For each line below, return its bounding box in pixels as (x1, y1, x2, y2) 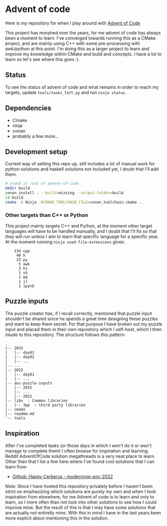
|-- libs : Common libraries (5, 398, 68, 403)
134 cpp (14, 248, 30, 253)
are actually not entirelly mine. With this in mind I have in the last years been (5, 509, 161, 515)
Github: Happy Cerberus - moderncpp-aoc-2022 (12, 473, 113, 479)
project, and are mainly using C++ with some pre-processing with (5, 40, 141, 46)
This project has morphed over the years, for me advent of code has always (5, 29, 161, 35)
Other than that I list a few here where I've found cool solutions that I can (5, 458, 155, 464)
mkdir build (5, 186, 30, 191)
